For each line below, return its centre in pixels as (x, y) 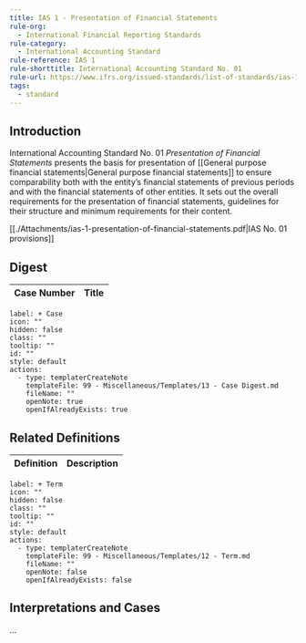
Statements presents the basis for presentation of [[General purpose (138, 163)
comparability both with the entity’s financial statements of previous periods (152, 182)
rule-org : (28, 26)
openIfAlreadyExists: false (79, 580)
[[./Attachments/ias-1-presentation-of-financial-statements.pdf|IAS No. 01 (148, 229)
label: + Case (36, 314)
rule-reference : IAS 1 (52, 60)
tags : (20, 86)
